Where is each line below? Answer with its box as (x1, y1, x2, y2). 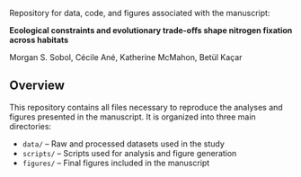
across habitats (9, 35, 69, 45)
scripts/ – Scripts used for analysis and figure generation (22, 147, 237, 158)
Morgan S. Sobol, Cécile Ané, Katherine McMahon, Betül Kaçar (9, 52, 243, 62)
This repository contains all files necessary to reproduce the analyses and (9, 102, 283, 112)
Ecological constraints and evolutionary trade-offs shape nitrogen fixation (9, 25, 293, 35)
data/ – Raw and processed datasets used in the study (22, 138, 225, 149)
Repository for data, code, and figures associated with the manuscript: (9, 8, 270, 18)
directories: (9, 120, 52, 131)
